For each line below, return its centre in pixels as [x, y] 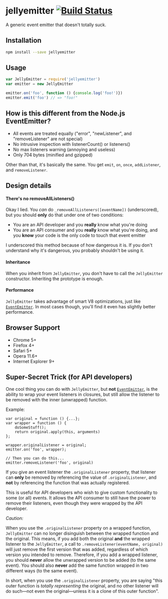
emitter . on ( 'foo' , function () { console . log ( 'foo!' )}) [64, 93]
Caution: [15, 519]
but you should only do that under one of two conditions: [65, 215]
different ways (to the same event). [42, 571]
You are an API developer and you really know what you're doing [80, 225]
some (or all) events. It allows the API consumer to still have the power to [81, 498]
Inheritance [18, 262]
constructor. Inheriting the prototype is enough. [55, 279]
